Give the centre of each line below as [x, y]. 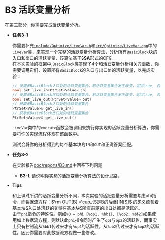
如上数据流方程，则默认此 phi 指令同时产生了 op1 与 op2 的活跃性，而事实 [87, 220]
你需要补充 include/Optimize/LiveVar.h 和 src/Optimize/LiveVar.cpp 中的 [84, 45]
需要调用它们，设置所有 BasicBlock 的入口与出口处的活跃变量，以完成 [81, 70]
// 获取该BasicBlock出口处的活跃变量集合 [50, 113]
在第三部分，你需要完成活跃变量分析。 [44, 25]
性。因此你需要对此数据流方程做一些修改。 [55, 232]
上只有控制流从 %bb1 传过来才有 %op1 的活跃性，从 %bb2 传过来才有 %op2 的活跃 [86, 226]
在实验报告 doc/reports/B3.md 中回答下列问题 [57, 165]
